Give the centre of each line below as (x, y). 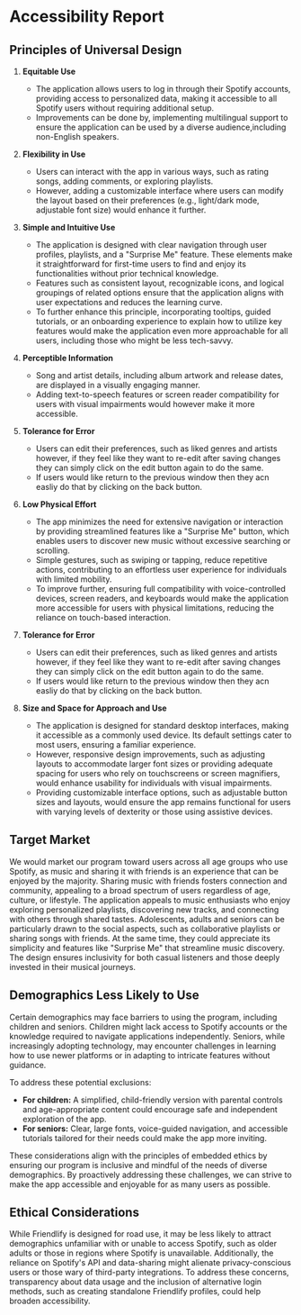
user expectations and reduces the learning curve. (129, 302)
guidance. (28, 1065)
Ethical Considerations (74, 1213)
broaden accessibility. (50, 1301)
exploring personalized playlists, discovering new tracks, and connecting (144, 909)
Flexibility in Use (54, 154)
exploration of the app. (64, 1119)
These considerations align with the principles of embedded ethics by (138, 1156)
